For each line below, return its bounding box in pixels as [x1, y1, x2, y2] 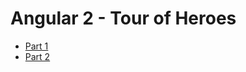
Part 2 [24, 50, 51, 62]
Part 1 [24, 40, 49, 52]
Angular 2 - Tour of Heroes [10, 7, 237, 30]
